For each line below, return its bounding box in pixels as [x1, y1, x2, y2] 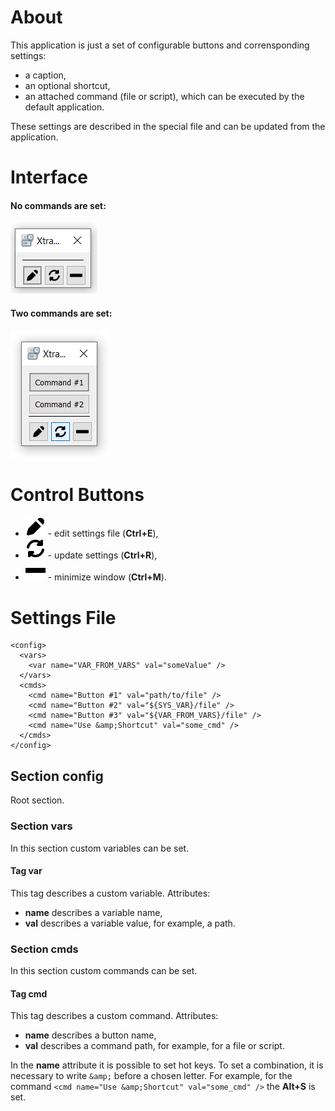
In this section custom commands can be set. [10, 965, 198, 977]
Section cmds [10, 942, 79, 956]
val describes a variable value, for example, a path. [24, 917, 236, 929]
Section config [10, 767, 104, 785]
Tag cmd [10, 987, 48, 1000]
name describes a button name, [24, 1029, 157, 1041]
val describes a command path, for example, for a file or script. [24, 1040, 285, 1052]
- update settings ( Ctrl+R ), [47, 549, 158, 561]
